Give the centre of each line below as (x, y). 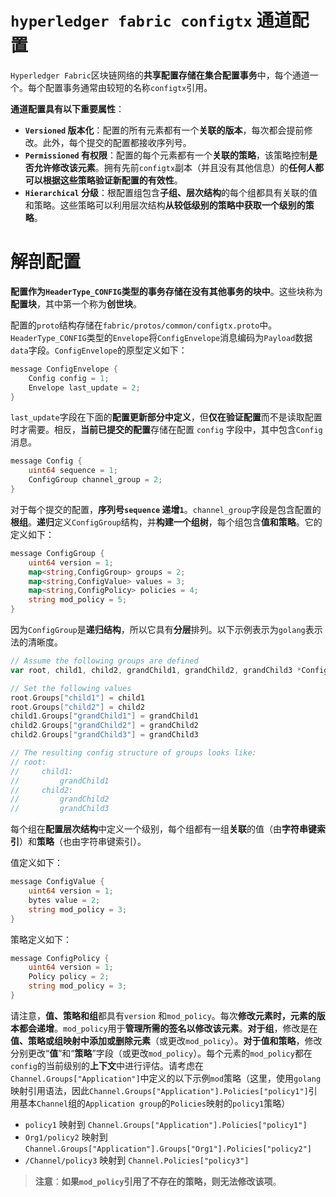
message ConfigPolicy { (60, 958)
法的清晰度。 (36, 642)
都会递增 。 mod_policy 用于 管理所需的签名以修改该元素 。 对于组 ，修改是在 (168, 1028)
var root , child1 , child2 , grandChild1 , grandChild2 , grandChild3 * (156, 670)
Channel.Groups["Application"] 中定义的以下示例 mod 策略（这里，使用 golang (166, 1078)
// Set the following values (71, 688)
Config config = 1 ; (69, 378)
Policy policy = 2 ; (69, 977)
